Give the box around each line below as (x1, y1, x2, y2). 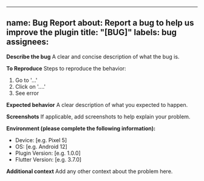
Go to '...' (15, 77, 38, 84)
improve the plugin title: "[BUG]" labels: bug (6, 27, 177, 38)
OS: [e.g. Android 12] (15, 143, 68, 150)
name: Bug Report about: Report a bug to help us (6, 18, 194, 28)
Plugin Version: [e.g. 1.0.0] (15, 149, 81, 157)
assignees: (6, 37, 49, 47)
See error (15, 89, 39, 97)
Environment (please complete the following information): (6, 125, 156, 132)
